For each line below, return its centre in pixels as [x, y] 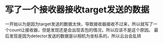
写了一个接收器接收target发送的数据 [77, 10]
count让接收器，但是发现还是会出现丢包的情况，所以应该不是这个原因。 [81, 30]
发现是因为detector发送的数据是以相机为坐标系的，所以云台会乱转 [75, 36]
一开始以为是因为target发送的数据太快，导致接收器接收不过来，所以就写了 [79, 24]
